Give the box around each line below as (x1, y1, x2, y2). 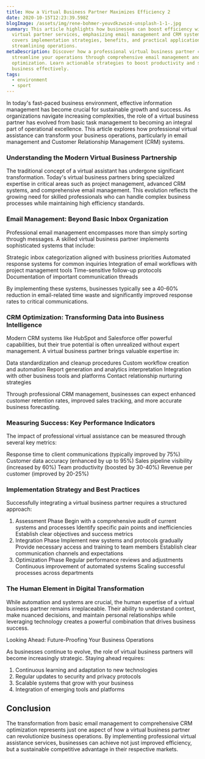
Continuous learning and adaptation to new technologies (15, 666, 158, 674)
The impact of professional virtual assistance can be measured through (6, 432, 186, 440)
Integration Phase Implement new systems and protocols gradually (15, 537, 183, 544)
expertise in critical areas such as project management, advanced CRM (6, 180, 186, 188)
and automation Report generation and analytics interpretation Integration (6, 365, 192, 372)
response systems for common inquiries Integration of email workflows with (6, 260, 197, 267)
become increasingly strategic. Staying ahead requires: (6, 654, 145, 661)
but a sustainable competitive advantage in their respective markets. (6, 745, 179, 753)
